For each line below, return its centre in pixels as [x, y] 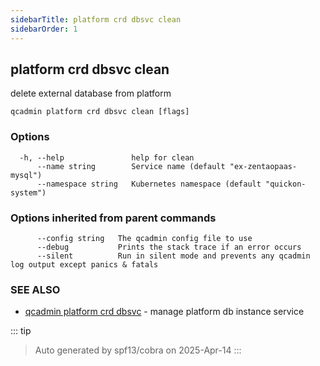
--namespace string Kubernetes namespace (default [149, 184]
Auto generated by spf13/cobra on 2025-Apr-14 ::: [138, 350]
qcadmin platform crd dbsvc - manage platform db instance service [164, 312]
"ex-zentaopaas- [263, 166]
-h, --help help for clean [107, 157]
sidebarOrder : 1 [44, 29]
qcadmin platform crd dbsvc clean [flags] [100, 112]
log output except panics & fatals [84, 264]
